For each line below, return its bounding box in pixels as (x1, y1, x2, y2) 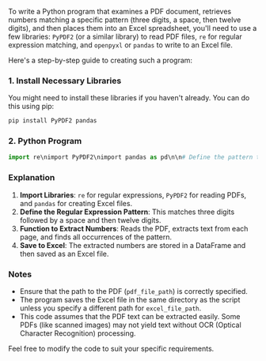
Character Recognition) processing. (19, 328, 136, 338)
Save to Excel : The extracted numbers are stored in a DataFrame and (19, 240, 246, 250)
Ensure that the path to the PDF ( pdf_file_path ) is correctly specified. (19, 286, 248, 295)
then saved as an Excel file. (19, 249, 109, 258)
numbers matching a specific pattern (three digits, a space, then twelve (8, 15, 241, 24)
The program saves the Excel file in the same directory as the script (19, 295, 241, 304)
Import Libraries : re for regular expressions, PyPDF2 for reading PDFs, (19, 190, 247, 200)
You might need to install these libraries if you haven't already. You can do (8, 93, 250, 103)
